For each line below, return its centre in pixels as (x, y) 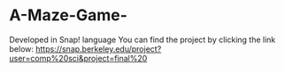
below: (21, 48)
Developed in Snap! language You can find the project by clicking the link (142, 40)
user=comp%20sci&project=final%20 (78, 58)
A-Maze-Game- (69, 15)
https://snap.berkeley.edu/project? (98, 48)
